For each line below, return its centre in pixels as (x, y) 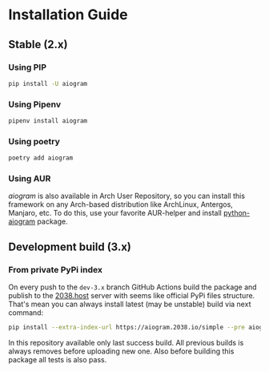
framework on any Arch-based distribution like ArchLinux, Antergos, (121, 204)
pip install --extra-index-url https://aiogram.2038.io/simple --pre (127, 328)
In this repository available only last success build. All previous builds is (126, 342)
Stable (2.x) (38, 44)
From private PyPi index (55, 269)
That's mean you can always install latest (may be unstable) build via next (130, 304)
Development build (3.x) (70, 247)
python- (237, 213)
